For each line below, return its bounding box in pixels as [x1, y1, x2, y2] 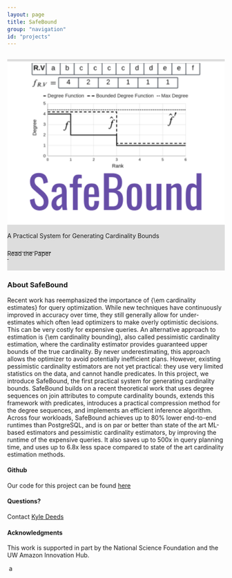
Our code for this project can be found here [7, 481, 131, 490]
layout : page [7, 11, 45, 18]
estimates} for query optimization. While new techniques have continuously [7, 303, 222, 311]
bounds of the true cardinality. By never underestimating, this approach [7, 347, 211, 355]
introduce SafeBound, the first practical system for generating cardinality [7, 377, 215, 385]
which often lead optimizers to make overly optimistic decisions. [36, 318, 219, 326]
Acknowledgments [7, 528, 64, 537]
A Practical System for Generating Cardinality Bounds [7, 232, 160, 240]
